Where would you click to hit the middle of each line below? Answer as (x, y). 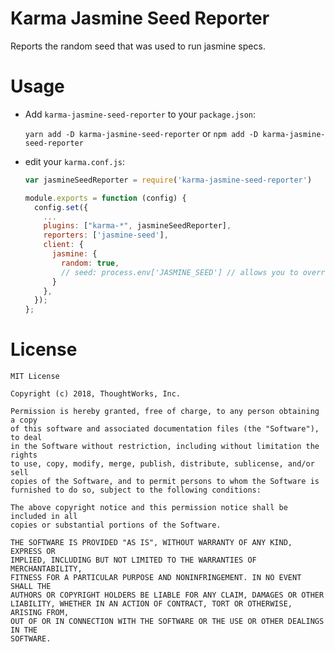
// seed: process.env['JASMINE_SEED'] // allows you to (180, 272)
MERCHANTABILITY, (46, 569)
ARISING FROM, (40, 613)
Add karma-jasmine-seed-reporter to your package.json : (140, 114)
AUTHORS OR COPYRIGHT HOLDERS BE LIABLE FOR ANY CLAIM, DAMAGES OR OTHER (167, 595)
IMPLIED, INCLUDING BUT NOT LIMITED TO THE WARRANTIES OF (133, 560)
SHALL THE (31, 587)
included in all (44, 517)
